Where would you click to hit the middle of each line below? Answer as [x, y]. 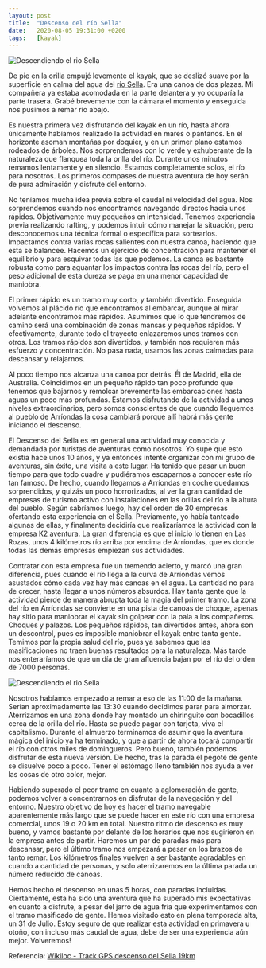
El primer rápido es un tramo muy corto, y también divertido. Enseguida [125, 300]
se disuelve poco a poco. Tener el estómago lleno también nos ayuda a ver [131, 766]
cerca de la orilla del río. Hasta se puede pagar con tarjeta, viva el [116, 724]
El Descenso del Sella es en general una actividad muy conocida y [117, 441]
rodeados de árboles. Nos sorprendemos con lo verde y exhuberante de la [130, 150]
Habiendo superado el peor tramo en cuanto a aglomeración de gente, [123, 790]
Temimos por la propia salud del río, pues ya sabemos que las [110, 642]
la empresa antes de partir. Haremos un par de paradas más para [115, 841]
